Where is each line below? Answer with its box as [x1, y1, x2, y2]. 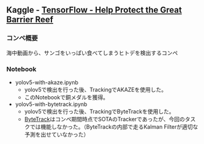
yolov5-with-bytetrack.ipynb [15, 100, 88, 108]
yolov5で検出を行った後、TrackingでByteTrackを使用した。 [24, 107, 175, 115]
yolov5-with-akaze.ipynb [15, 78, 78, 86]
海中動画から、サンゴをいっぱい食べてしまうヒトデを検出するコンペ [6, 49, 178, 56]
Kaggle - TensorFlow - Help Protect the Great [6, 5, 182, 15]
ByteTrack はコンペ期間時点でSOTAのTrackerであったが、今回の [24, 115, 185, 123]
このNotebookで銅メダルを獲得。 [24, 93, 109, 100]
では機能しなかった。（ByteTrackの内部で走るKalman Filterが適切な [29, 123, 198, 131]
